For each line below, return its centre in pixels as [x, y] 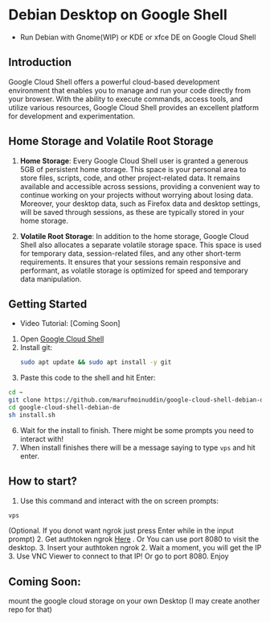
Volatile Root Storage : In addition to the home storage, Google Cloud [134, 236]
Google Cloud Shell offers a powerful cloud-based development [114, 81]
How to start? [43, 482]
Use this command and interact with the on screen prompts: [119, 500]
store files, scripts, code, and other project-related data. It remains [130, 178]
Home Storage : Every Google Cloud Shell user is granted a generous [134, 161]
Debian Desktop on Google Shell [118, 15]
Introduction [40, 62]
